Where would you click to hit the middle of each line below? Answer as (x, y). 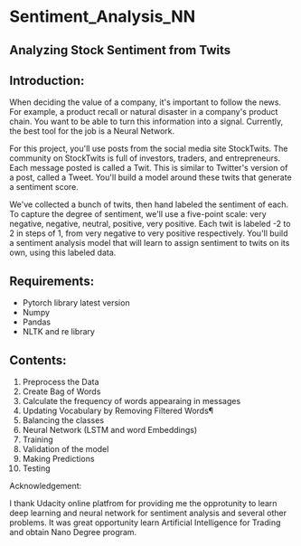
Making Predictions (58, 459)
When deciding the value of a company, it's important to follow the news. (146, 102)
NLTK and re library (58, 332)
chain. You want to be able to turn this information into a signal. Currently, (146, 122)
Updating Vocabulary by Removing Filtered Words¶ (118, 411)
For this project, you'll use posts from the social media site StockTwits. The (149, 149)
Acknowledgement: (46, 486)
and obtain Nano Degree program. (73, 532)
